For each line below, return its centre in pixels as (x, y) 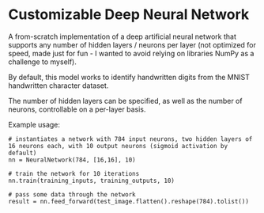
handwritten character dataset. (58, 86)
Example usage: (34, 124)
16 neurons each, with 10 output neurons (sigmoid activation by (118, 146)
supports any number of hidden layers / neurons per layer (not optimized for (132, 44)
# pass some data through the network (72, 194)
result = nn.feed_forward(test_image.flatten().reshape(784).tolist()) (128, 201)
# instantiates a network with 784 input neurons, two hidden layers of (130, 139)
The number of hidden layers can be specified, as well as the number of (125, 101)
